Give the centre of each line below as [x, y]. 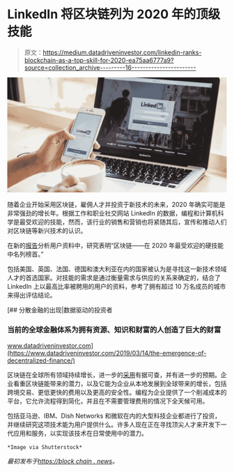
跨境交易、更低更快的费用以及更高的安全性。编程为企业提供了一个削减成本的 [117, 392]
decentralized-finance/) [41, 360]
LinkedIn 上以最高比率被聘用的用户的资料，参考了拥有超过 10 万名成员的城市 [117, 287]
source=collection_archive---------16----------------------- [110, 68]
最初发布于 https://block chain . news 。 [63, 461]
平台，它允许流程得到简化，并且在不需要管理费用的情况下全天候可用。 [108, 401]
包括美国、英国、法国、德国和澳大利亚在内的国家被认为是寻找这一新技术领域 [117, 269]
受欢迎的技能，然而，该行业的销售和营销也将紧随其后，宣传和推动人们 [126, 222]
